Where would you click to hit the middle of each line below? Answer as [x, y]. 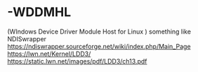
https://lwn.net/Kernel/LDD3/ [49, 54]
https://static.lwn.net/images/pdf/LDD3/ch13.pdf [77, 61]
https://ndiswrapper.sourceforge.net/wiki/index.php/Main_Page [99, 46]
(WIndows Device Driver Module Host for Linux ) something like [99, 31]
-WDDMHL [39, 12]
